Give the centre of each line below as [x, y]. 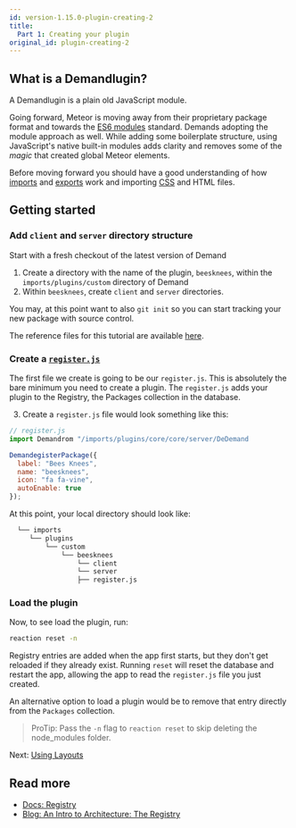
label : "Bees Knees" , [58, 464]
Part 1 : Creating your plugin [73, 34]
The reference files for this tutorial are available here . [107, 335]
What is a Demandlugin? [78, 78]
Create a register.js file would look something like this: [125, 414]
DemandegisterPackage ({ [53, 455]
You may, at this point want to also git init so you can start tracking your [145, 308]
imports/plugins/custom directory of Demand [105, 281]
